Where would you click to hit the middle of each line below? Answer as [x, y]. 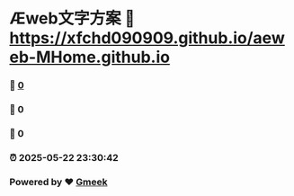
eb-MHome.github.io [90, 57]
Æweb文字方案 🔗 [72, 18]
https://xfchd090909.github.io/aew [147, 38]
